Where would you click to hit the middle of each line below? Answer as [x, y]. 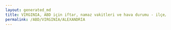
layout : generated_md [28, 10]
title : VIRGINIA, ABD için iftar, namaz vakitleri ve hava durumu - [79, 15]
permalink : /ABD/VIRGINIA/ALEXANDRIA [45, 19]
